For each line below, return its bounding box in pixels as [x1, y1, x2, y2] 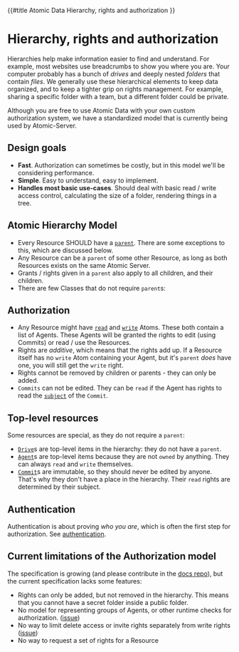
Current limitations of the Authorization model [7, 550, 217, 562]
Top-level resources [7, 412, 99, 424]
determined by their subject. [17, 482, 101, 491]
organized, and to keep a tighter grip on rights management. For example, [7, 85, 224, 93]
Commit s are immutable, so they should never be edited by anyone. [17, 467, 212, 476]
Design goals [7, 142, 67, 154]
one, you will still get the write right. [17, 361, 124, 370]
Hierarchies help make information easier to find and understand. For [7, 54, 210, 63]
